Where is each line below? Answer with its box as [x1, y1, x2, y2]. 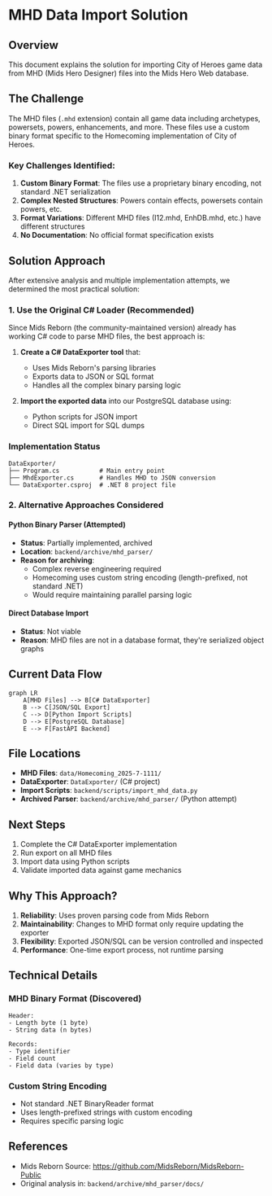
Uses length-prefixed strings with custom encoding [19, 1107, 193, 1117]
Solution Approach [8, 254, 106, 268]
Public [19, 1170, 42, 1180]
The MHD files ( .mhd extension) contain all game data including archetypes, [8, 113, 261, 123]
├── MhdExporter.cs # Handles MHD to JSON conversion [8, 474, 217, 482]
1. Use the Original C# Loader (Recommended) [8, 304, 195, 315]
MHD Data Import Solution [8, 6, 188, 24]
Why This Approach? [8, 889, 118, 903]
